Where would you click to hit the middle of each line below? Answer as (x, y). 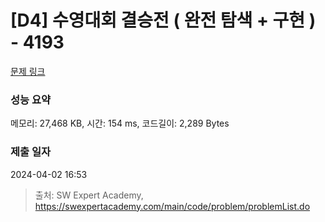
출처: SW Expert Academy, (89, 195)
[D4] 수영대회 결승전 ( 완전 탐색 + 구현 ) (163, 20)
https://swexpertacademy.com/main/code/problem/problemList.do (172, 206)
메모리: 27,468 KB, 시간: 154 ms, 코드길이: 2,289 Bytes (120, 123)
